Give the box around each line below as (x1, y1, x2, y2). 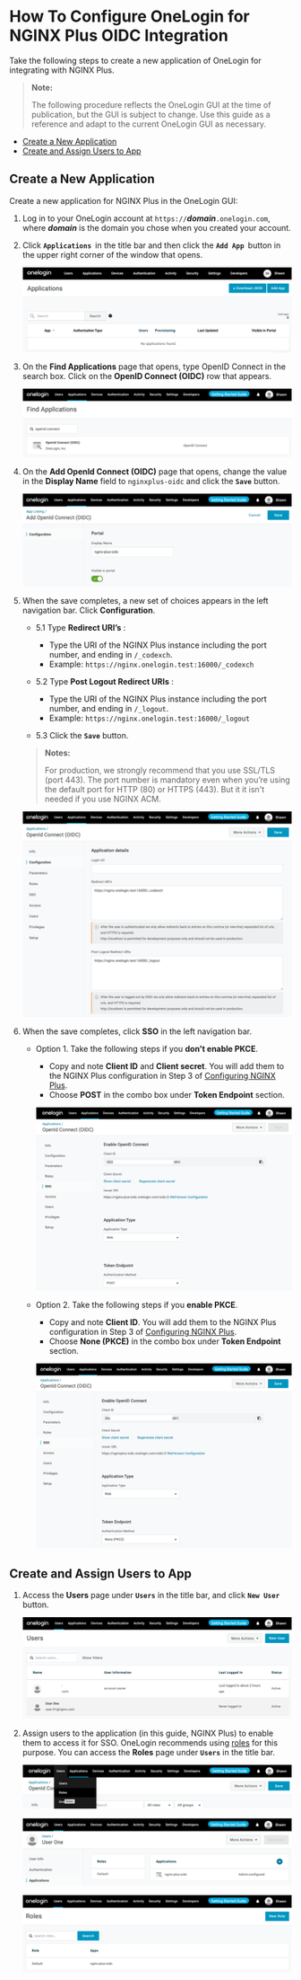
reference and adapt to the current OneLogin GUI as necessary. (30, 119, 267, 129)
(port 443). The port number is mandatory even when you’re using (44, 774, 291, 785)
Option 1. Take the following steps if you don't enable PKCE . (35, 1044, 258, 1055)
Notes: (44, 747, 71, 758)
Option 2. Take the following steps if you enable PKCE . (35, 1300, 238, 1311)
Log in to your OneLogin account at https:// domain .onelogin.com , (21, 213, 271, 224)
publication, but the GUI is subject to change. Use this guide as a (30, 109, 271, 119)
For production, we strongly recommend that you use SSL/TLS (44, 765, 276, 775)
